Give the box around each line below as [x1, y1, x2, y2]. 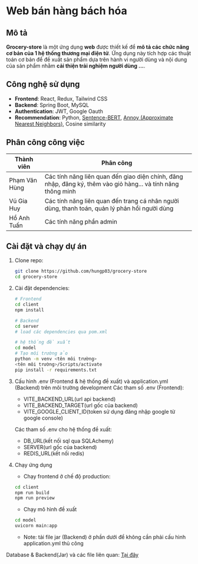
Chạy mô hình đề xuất [23, 506, 77, 513]
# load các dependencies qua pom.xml [14, 328, 108, 335]
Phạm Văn [9, 176, 37, 184]
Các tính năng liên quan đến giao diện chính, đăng [44, 172, 184, 181]
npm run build [14, 489, 49, 495]
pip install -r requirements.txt [14, 367, 97, 373]
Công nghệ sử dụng [6, 79, 80, 89]
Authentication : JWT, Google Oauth [14, 108, 103, 115]
